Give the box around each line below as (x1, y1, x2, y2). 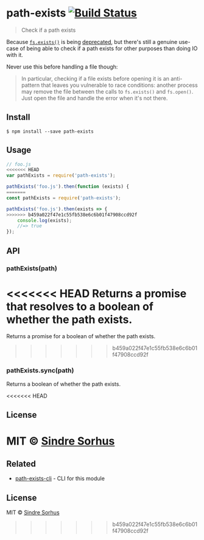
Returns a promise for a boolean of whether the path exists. (6, 333, 156, 340)
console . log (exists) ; (17, 217, 72, 223)
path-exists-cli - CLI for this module (15, 475, 105, 483)
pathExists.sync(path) (6, 366, 74, 375)
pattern (21, 81, 40, 89)
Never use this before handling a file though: (6, 63, 118, 70)
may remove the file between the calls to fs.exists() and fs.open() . (21, 87, 194, 95)
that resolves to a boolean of (6, 300, 154, 313)
